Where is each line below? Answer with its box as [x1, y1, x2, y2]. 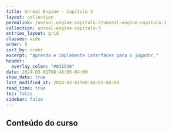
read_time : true [6, 85, 46, 91]
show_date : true [6, 74, 46, 80]
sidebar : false [6, 96, 43, 102]
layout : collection [6, 14, 54, 20]
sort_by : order [6, 47, 43, 53]
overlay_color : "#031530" [11, 63, 75, 70]
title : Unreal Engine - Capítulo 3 [6, 8, 93, 15]
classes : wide [6, 36, 41, 42]
